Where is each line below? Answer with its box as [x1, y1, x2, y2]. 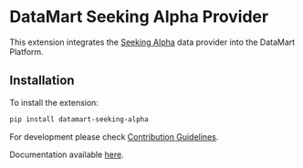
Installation [9, 73, 75, 89]
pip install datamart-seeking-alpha [9, 114, 149, 124]
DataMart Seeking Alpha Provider [9, 6, 269, 27]
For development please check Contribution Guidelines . [9, 131, 219, 142]
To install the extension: [9, 97, 99, 108]
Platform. [9, 46, 44, 57]
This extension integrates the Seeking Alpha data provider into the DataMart [9, 37, 296, 47]
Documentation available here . [9, 149, 125, 160]
